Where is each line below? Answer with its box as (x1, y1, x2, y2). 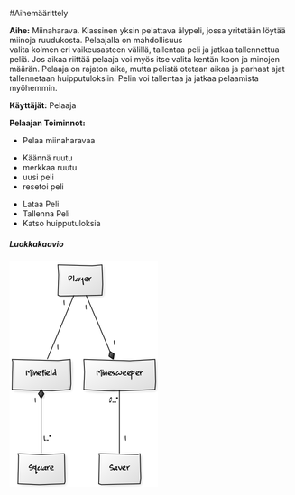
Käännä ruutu (22, 152, 73, 163)
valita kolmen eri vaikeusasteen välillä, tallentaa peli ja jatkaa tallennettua (9, 44, 280, 55)
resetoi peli (22, 181, 65, 192)
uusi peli (22, 171, 54, 182)
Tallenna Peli (22, 208, 70, 219)
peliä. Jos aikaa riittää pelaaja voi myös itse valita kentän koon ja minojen (9, 54, 280, 64)
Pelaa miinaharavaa (22, 135, 96, 145)
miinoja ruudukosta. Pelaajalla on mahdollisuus (9, 35, 183, 45)
